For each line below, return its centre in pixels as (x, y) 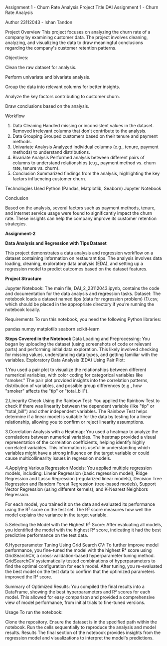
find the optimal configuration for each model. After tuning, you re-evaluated (84, 566)
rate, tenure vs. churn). (36, 168)
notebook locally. (23, 309)
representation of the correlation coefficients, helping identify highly (75, 442)
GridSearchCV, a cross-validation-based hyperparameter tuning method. (80, 556)
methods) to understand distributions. (51, 152)
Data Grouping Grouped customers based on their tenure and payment (85, 136)
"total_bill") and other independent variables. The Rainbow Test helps (77, 411)
